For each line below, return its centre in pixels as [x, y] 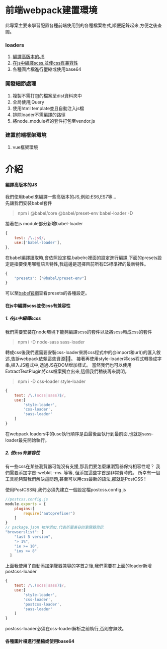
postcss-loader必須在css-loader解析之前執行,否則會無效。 [66, 629]
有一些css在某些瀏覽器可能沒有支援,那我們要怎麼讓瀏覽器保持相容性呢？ [80, 466]
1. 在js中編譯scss [23, 318]
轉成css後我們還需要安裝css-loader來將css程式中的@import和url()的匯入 [81, 352]
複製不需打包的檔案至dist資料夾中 [47, 95]
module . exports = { [26, 504]
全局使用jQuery [28, 102]
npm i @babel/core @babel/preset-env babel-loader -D [75, 213]
